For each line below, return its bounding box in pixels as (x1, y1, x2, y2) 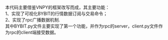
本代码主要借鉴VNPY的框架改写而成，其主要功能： (5, 4, 110, 10)
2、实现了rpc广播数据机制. (5, 17, 60, 22)
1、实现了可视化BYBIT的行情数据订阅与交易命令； (5, 10, 108, 16)
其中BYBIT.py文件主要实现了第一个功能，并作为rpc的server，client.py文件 (5, 23, 159, 29)
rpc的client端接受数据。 (9, 29, 59, 35)
